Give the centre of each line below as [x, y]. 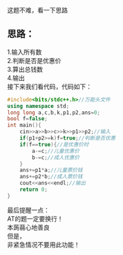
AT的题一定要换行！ [35, 218]
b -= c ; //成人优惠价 [56, 158]
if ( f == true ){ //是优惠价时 [54, 144]
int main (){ [24, 125]
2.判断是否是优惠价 [34, 60]
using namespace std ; [38, 106]
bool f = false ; [28, 119]
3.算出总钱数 [25, 69]
